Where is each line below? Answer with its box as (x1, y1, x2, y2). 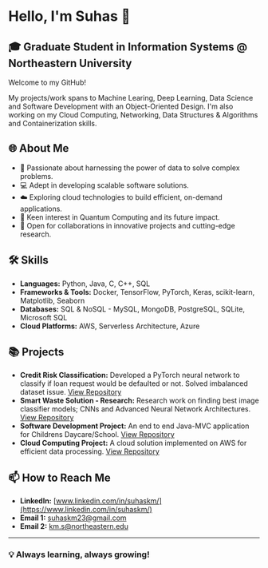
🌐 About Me (8, 141, 69, 155)
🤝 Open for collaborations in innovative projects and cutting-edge (19, 220, 235, 230)
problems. (19, 171, 53, 181)
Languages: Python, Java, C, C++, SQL (19, 279, 151, 288)
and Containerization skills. (8, 119, 97, 128)
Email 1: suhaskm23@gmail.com (19, 513, 127, 522)
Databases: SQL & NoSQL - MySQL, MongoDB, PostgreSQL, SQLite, (19, 304, 246, 314)
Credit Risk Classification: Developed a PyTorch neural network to (19, 371, 241, 380)
